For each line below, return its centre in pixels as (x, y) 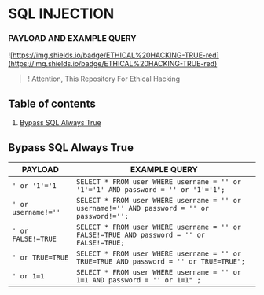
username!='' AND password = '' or (143, 208)
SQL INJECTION (61, 14)
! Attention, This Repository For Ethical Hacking (104, 79)
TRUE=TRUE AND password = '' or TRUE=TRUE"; (161, 262)
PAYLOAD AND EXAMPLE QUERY (73, 39)
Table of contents (52, 103)
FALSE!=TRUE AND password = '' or (141, 235)
